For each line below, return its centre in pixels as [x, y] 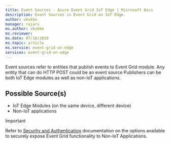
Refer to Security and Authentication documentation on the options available [85, 131]
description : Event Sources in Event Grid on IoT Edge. [65, 15]
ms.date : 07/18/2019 [27, 39]
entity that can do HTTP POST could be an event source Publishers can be [83, 72]
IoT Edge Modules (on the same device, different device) [72, 106]
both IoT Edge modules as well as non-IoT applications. [63, 78]
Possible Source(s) [36, 94]
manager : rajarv [22, 24]
